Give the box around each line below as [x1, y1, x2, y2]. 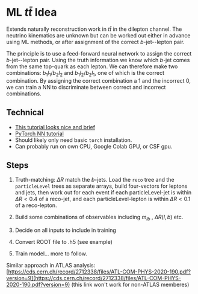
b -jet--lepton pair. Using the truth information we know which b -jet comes [6, 56, 190, 63]
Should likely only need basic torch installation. [14, 136, 132, 144]
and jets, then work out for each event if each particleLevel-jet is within [14, 189, 192, 196]
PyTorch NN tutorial [14, 130, 64, 137]
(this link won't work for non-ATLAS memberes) [71, 281, 190, 289]
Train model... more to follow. [14, 250, 87, 257]
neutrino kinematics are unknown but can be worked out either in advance [6, 31, 191, 39]
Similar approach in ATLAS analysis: [6, 262, 96, 269]
